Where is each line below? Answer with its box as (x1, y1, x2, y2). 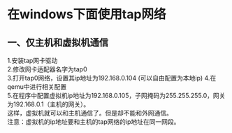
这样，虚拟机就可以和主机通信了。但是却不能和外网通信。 (7, 109, 173, 117)
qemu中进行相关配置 (7, 83, 67, 91)
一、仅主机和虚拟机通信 (7, 36, 108, 48)
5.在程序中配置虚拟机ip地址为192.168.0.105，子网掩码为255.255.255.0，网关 (7, 92, 226, 99)
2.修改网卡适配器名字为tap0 (7, 65, 87, 73)
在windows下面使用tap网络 (7, 6, 166, 22)
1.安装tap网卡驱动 (7, 57, 58, 64)
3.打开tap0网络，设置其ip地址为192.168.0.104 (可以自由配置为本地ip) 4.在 (7, 74, 217, 82)
